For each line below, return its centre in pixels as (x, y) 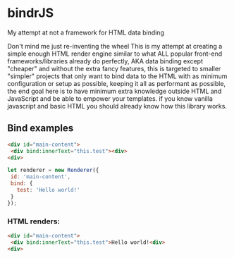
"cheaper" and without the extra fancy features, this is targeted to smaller (114, 68)
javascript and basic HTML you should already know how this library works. (117, 106)
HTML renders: (34, 221)
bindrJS (31, 13)
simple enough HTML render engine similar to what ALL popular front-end (115, 54)
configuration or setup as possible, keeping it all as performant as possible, (117, 83)
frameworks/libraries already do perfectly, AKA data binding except (105, 61)
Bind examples (41, 128)
